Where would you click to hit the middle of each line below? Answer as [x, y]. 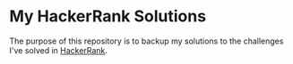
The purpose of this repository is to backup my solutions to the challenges [146, 41]
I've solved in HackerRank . [58, 50]
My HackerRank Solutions [108, 16]
